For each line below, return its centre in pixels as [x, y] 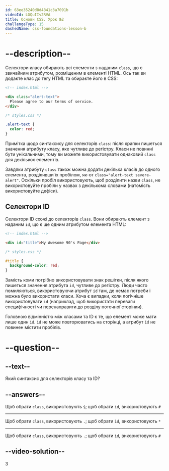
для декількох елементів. [32, 160]
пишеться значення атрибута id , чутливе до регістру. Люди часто [76, 286]
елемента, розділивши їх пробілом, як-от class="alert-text [69, 175]
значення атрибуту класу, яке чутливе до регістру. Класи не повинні [79, 149]
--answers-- [25, 394]
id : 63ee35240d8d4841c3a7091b [37, 10]
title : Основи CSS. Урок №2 [35, 19]
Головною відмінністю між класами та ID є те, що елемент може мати [81, 317]
